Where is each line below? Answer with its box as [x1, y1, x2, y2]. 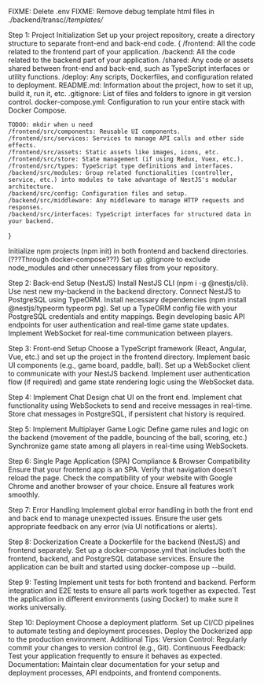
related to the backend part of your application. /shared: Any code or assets [8, 55, 254, 65]
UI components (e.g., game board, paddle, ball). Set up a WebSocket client [8, 361, 251, 369]
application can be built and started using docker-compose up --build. [8, 562, 236, 572]
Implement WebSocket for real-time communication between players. [8, 328, 233, 338]
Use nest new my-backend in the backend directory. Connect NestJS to [8, 287, 241, 296]
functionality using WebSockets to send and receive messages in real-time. [8, 401, 253, 410]
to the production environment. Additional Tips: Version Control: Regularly [8, 635, 247, 644]
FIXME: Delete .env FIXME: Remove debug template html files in [8, 7, 214, 16]
